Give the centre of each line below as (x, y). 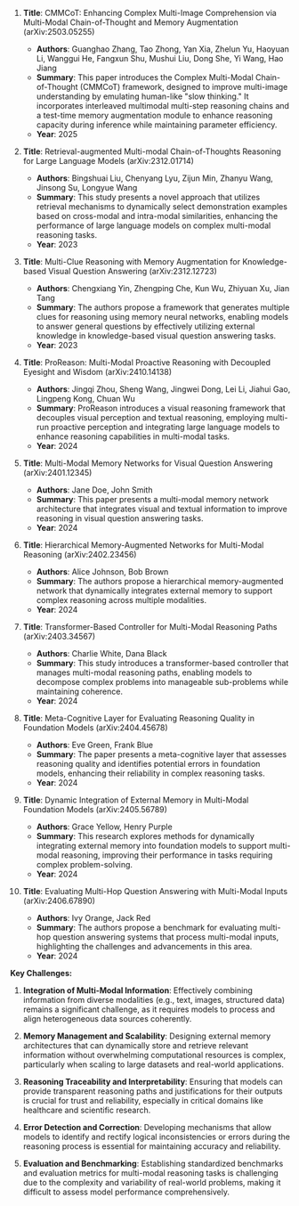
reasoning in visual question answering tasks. (120, 518)
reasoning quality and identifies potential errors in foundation (148, 764)
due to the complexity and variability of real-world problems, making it (152, 1182)
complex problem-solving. (84, 864)
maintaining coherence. (80, 691)
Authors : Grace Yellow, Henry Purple (104, 827)
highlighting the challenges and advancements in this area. (144, 946)
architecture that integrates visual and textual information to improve (162, 509)
